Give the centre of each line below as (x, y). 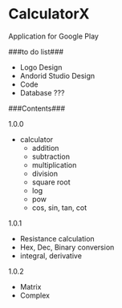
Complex (35, 295)
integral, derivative (51, 255)
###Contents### (37, 108)
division (45, 173)
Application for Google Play (53, 36)
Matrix (31, 286)
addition (45, 148)
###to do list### (36, 51)
